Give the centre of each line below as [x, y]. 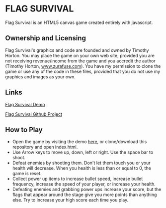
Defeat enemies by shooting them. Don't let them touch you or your [81, 163]
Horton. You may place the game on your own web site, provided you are [80, 55]
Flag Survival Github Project [34, 114]
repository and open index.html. [45, 147]
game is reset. [27, 174]
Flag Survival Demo [25, 104]
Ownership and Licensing [45, 38]
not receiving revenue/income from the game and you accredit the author [80, 61]
